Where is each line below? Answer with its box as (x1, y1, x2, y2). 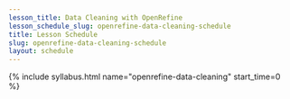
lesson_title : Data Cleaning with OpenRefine (8, 13, 182, 22)
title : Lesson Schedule (8, 30, 98, 39)
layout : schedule (8, 47, 74, 56)
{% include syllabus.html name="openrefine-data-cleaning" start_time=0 (8, 71, 281, 82)
